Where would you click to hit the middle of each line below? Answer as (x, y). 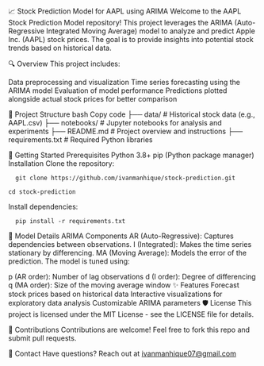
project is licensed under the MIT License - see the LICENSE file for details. (131, 314)
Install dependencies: (43, 206)
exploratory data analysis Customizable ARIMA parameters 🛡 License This (130, 303)
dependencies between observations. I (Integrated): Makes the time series (130, 244)
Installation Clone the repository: (61, 164)
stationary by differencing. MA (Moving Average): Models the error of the (128, 253)
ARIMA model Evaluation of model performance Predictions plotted (118, 91)
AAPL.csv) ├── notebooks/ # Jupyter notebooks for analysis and (115, 123)
